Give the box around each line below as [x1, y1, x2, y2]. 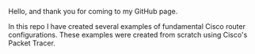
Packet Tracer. [8, 38, 55, 48]
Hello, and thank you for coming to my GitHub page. [8, 7, 178, 16]
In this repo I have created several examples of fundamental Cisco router [8, 22, 245, 31]
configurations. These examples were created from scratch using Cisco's [8, 31, 248, 39]
